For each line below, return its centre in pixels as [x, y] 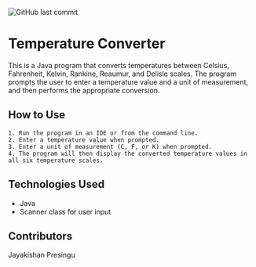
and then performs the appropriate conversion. [84, 90]
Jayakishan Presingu [42, 255]
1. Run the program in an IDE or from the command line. [103, 133]
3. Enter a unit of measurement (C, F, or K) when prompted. [110, 146]
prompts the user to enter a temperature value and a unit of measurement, [128, 81]
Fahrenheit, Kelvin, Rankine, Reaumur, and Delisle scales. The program [123, 74]
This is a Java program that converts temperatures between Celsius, [119, 65]
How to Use [37, 115]
